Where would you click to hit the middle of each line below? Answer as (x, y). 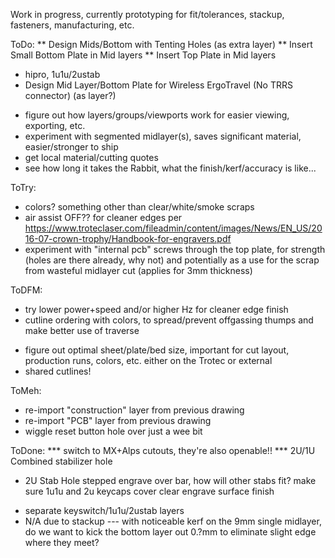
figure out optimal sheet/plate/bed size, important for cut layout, (157, 350)
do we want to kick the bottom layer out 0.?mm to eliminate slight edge (170, 532)
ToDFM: (26, 290)
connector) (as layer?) (70, 95)
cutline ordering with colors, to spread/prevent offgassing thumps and (169, 320)
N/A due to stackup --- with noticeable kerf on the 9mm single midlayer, (173, 521)
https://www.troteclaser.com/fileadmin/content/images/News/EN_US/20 (173, 228)
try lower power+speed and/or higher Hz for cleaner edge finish (156, 309)
